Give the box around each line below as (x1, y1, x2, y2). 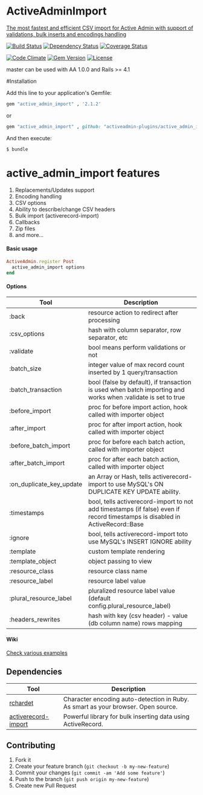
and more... (14, 231, 44, 238)
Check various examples (6, 649, 68, 657)
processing (88, 316, 120, 324)
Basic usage (6, 245, 38, 252)
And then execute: (6, 134, 52, 141)
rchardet (9, 698, 34, 707)
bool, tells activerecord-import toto (88, 530, 188, 538)
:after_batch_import (9, 458, 65, 467)
